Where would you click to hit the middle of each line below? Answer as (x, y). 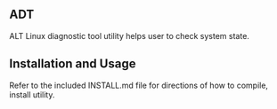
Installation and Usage (73, 64)
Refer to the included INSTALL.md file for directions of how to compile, (139, 85)
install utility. (32, 94)
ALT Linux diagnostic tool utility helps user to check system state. (129, 35)
